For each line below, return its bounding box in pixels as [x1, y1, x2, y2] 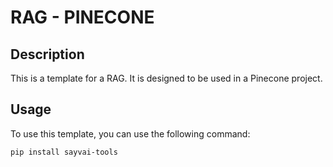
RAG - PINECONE [10, 6, 155, 29]
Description [10, 46, 85, 63]
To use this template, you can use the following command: [10, 127, 251, 140]
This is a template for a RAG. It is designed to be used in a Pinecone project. [10, 72, 323, 84]
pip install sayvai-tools [10, 147, 118, 157]
